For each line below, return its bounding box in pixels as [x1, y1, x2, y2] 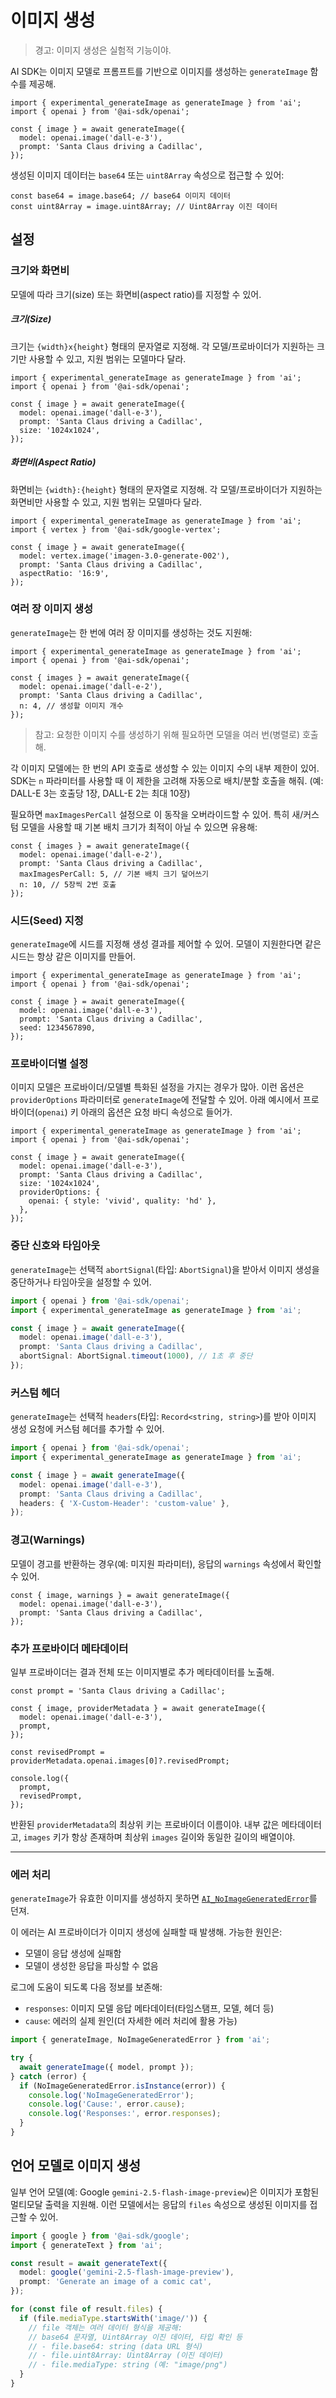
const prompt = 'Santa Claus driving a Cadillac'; [10, 1686, 226, 1696]
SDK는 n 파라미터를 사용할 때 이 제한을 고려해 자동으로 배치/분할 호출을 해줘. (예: [10, 774, 324, 786]
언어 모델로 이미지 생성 [10, 2157, 142, 2175]
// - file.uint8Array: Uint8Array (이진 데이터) [28, 2351, 225, 2361]
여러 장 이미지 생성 [10, 602, 94, 616]
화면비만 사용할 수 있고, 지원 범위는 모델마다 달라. [10, 496, 203, 508]
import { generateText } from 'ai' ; [10, 2240, 163, 2250]
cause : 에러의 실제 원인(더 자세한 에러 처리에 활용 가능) [24, 2015, 238, 2027]
